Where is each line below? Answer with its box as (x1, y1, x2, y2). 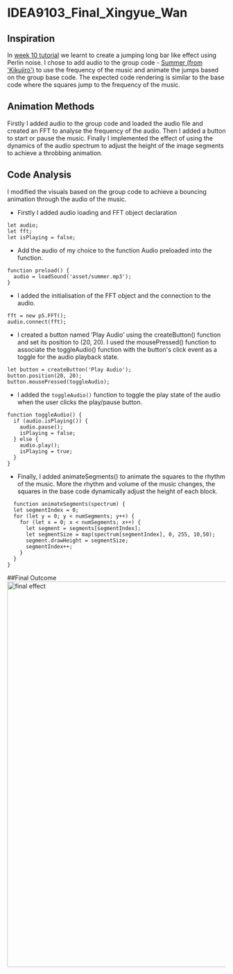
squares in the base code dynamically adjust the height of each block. (17, 487, 218, 495)
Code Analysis (7, 169, 71, 181)
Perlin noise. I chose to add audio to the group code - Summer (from (7, 58, 203, 67)
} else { (13, 436, 39, 442)
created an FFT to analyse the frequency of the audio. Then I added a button (7, 127, 226, 135)
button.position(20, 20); (7, 372, 82, 379)
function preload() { (7, 266, 70, 274)
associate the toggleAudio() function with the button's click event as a (17, 345, 217, 353)
